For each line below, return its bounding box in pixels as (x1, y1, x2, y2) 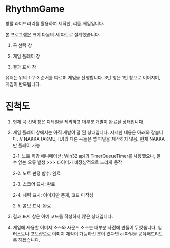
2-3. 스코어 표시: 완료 (12, 181, 55, 187)
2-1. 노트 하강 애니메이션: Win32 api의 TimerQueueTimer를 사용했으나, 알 (12, 153, 161, 159)
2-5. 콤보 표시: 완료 (12, 202, 51, 209)
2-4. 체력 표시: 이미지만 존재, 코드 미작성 (12, 191, 94, 198)
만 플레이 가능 (12, 142, 40, 148)
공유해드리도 (138, 230, 163, 237)
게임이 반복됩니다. (5, 81, 41, 87)
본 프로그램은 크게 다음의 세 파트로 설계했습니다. (5, 31, 101, 37)
